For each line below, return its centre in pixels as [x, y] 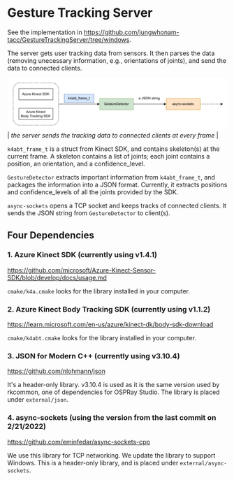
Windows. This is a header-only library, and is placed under [93, 463]
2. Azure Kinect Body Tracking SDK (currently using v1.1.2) [109, 309]
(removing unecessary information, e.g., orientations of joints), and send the [117, 60]
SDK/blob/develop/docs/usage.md [57, 277]
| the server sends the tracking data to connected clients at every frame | [113, 136]
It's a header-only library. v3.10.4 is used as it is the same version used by [114, 385]
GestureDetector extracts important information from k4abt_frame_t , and [111, 177]
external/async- [203, 463]
